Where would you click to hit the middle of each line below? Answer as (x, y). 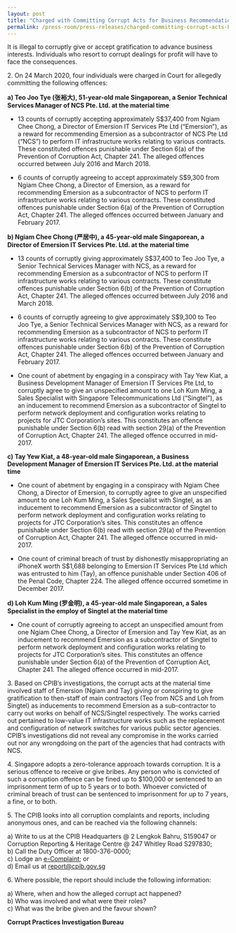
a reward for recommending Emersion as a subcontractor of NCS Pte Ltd (123, 134)
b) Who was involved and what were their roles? (77, 901)
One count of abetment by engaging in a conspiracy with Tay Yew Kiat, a (123, 376)
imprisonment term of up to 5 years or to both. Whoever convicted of (107, 787)
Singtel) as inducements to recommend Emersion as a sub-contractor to (112, 706)
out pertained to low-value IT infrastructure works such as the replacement (116, 721)
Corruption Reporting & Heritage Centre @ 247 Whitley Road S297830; (110, 844)
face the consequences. (42, 62)
